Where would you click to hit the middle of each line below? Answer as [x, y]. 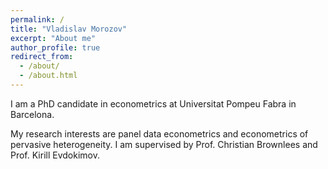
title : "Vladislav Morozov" [69, 29]
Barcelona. [32, 114]
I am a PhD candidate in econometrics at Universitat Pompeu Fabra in [153, 103]
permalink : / [37, 19]
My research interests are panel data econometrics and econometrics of [159, 133]
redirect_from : [42, 57]
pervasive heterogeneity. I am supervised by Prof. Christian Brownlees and [164, 144]
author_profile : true [55, 47]
